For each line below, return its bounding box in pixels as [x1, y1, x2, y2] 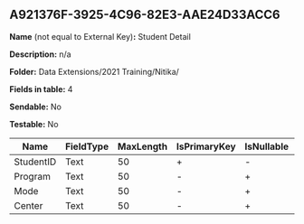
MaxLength [117, 140, 168, 153]
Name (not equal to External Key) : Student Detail [9, 31, 192, 42]
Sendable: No [9, 101, 62, 112]
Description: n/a [9, 49, 71, 60]
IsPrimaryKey [176, 140, 237, 153]
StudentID [14, 155, 57, 168]
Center [14, 199, 43, 211]
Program [14, 170, 52, 182]
